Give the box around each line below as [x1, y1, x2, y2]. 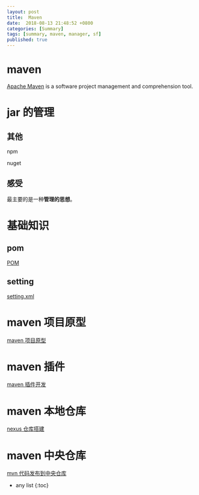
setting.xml [7, 293, 35, 300]
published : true [7, 37, 47, 43]
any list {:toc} [15, 482, 49, 489]
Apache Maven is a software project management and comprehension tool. [7, 82, 194, 90]
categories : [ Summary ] [7, 25, 64, 32]
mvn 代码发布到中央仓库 [7, 470, 67, 477]
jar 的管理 [7, 106, 55, 119]
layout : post [7, 8, 40, 15]
